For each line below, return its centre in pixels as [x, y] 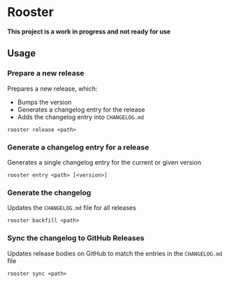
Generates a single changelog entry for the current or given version [104, 162]
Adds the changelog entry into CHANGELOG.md [81, 117]
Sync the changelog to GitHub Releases [76, 238]
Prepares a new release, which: [52, 89]
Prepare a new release [46, 73]
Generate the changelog [49, 193]
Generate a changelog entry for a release [78, 147]
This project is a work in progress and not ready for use [89, 31]
